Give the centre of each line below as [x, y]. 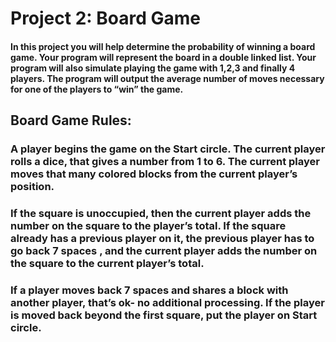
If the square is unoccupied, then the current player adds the [161, 214]
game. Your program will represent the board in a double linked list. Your [163, 57]
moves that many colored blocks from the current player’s [154, 174]
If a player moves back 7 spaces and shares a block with [149, 290]
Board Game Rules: [71, 120]
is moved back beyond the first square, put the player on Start [164, 315]
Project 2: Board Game [106, 18]
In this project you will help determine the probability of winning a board [163, 46]
